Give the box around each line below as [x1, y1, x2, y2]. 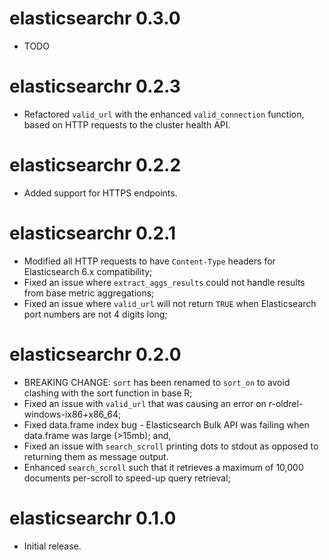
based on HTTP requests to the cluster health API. [23, 118, 231, 131]
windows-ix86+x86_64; [23, 408, 122, 420]
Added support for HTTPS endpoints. [23, 187, 178, 199]
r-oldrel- [268, 397, 304, 409]
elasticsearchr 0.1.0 [9, 507, 177, 529]
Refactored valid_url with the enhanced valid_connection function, [23, 108, 305, 120]
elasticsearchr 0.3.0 [9, 7, 181, 30]
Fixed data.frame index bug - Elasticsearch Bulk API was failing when [23, 418, 310, 431]
